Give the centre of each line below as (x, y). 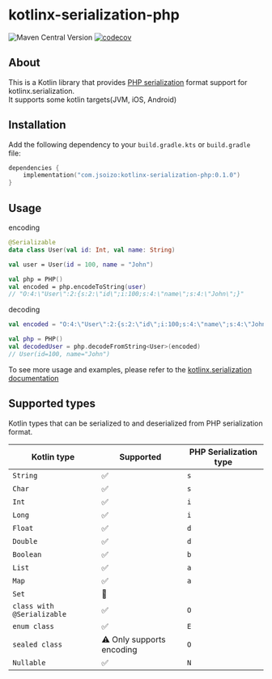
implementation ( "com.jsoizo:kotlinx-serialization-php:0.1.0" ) (132, 176)
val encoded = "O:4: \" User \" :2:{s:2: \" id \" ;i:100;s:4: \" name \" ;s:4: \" (130, 325)
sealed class (38, 644)
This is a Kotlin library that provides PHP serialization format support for (128, 82)
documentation (34, 378)
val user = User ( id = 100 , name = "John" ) (81, 265)
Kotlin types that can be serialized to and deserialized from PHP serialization (136, 423)
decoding (24, 310)
